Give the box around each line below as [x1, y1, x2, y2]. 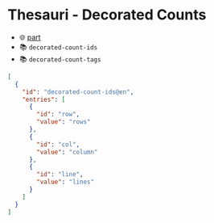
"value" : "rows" [36, 118, 91, 126]
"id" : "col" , [36, 140, 80, 149]
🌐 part [19, 32, 41, 42]
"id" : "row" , [36, 111, 80, 119]
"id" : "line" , [36, 170, 84, 179]
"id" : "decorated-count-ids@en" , [22, 87, 134, 96]
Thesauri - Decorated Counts [7, 6, 207, 24]
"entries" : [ [22, 95, 66, 103]
